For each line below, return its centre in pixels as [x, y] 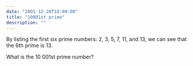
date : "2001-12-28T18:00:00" [42, 11]
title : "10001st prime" [36, 17]
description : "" [26, 22]
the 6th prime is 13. [29, 45]
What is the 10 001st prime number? [50, 57]
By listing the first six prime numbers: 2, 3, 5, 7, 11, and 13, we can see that [96, 39]
